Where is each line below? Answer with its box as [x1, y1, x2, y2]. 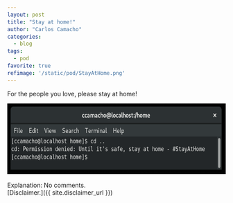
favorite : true [7, 62, 51, 69]
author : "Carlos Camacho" [7, 26, 82, 33]
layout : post [7, 11, 45, 18]
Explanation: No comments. [7, 181, 86, 190]
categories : [7, 33, 42, 40]
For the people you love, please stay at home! [7, 89, 137, 98]
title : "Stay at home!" [7, 18, 76, 26]
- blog [13, 40, 33, 48]
